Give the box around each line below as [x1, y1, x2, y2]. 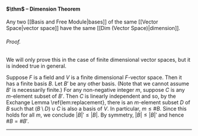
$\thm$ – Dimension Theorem [6, 5, 81, 12]
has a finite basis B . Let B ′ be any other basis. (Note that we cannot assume [6, 80, 190, 87]
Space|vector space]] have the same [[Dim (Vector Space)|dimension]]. [6, 25, 181, 32]
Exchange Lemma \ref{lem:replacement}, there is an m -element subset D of [6, 99, 190, 106]
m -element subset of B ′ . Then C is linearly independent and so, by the [6, 92, 176, 100]
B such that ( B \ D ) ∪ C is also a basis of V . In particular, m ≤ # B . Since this [6, 105, 187, 112]
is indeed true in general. [6, 62, 67, 69]
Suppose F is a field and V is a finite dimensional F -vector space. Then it [6, 74, 182, 81]
